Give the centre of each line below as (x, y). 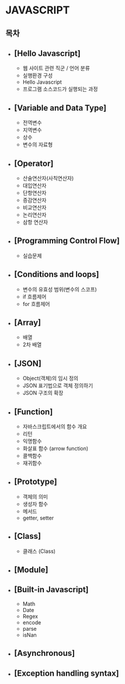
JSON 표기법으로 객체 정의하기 (58, 386)
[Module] (31, 570)
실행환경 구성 (38, 75)
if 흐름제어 (34, 297)
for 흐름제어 (36, 304)
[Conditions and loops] (57, 275)
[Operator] (34, 164)
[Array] (27, 323)
